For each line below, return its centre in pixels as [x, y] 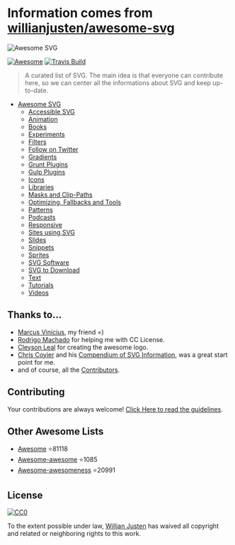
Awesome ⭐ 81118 [43, 449]
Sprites [39, 255]
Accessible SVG [52, 111]
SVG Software [48, 262]
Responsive [45, 224]
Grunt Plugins [48, 164]
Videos [39, 292]
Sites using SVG [52, 232]
